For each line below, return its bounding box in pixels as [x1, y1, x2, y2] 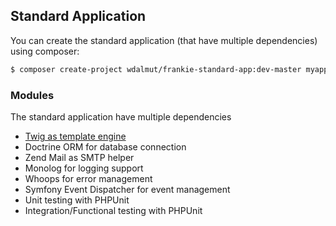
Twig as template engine [24, 130, 127, 142]
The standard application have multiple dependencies [10, 110, 232, 123]
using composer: [10, 45, 80, 57]
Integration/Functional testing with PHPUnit [24, 204, 203, 216]
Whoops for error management [24, 172, 153, 184]
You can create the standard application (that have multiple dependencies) [10, 34, 318, 46]
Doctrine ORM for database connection [24, 140, 187, 153]
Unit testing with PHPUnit [24, 194, 130, 206]
